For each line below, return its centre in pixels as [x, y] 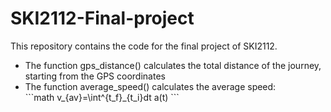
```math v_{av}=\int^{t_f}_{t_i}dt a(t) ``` [102, 97]
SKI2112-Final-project [102, 18]
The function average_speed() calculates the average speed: [150, 86]
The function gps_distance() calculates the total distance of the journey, [173, 65]
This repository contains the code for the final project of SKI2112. [144, 46]
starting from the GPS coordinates [95, 76]
